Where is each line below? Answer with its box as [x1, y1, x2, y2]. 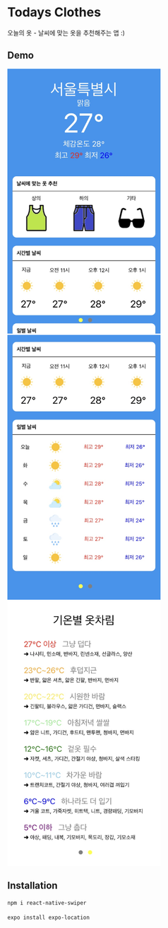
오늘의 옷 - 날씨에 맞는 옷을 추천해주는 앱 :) [7, 28, 126, 37]
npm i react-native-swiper [7, 899, 87, 906]
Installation [7, 880, 58, 892]
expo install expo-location [7, 914, 90, 922]
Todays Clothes [7, 4, 101, 21]
